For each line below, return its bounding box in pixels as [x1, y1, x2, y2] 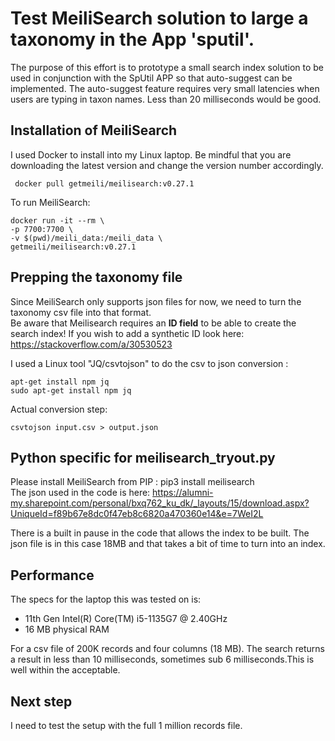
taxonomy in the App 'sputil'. [10, 28, 255, 51]
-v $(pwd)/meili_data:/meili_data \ [10, 233, 163, 243]
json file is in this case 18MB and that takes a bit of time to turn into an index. [10, 538, 326, 550]
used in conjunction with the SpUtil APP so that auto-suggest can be [10, 72, 293, 84]
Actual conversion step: [10, 403, 108, 415]
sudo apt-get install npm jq [10, 385, 132, 396]
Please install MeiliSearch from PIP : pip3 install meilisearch [10, 476, 255, 488]
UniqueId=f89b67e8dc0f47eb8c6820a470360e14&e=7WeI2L [10, 508, 264, 520]
